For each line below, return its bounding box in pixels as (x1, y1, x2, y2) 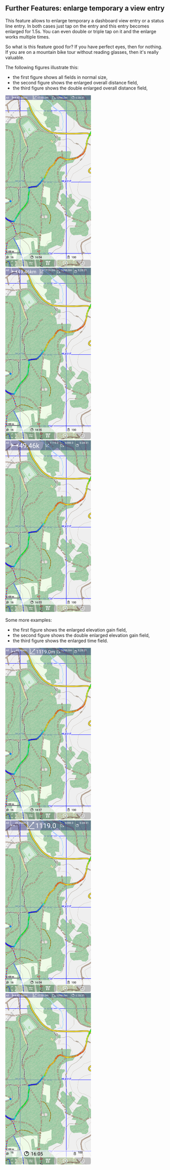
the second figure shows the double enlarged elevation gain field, (12, 632, 150, 638)
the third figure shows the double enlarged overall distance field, (12, 85, 148, 91)
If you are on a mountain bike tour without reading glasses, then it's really (5, 49, 159, 55)
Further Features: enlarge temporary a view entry (5, 4, 165, 13)
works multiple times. (5, 34, 50, 40)
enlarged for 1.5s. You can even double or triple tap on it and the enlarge (5, 28, 156, 35)
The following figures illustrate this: (5, 64, 79, 70)
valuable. (5, 54, 24, 61)
